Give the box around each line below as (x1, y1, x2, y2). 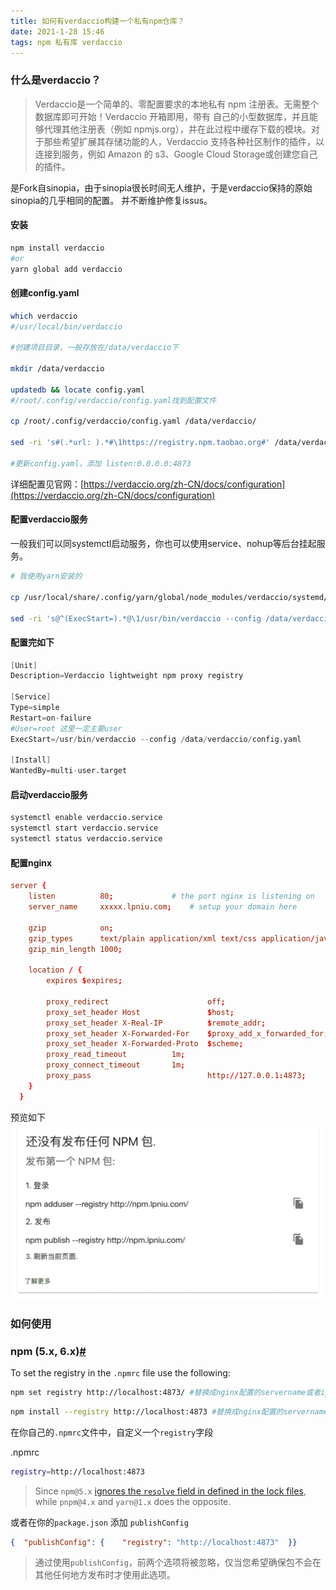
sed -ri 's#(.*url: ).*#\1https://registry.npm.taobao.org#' (10, 438, 271, 448)
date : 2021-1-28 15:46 (10, 26, 105, 37)
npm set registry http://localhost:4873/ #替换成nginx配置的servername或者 (10, 1387, 322, 1397)
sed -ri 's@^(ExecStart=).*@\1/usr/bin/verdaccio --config (10, 613, 262, 624)
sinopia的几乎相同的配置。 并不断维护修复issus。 (10, 194, 213, 206)
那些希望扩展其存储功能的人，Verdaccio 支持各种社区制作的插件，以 (43, 135, 325, 147)
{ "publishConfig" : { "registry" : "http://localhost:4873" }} (10, 1537, 298, 1547)
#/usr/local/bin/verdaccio (10, 321, 123, 332)
